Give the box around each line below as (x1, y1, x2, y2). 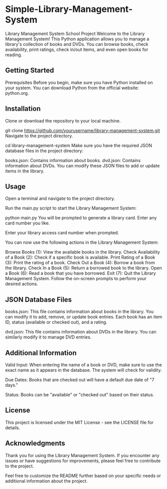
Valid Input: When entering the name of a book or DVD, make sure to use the (5, 362, 162, 367)
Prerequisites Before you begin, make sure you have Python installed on (5, 79, 153, 85)
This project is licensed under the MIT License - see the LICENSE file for (5, 419, 154, 425)
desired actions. (5, 281, 38, 287)
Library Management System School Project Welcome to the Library (5, 30, 145, 36)
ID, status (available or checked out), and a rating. (5, 319, 108, 325)
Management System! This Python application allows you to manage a (5, 36, 150, 42)
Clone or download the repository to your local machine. (5, 118, 121, 124)
